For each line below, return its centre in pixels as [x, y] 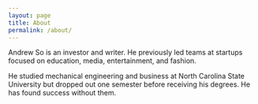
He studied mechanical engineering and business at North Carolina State [127, 76]
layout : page [30, 15]
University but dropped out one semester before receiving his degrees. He [129, 84]
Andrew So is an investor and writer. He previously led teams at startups [125, 53]
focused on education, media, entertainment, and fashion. [103, 61]
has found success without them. [62, 93]
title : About [30, 23]
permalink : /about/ [40, 30]
